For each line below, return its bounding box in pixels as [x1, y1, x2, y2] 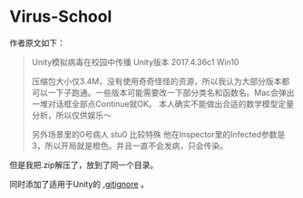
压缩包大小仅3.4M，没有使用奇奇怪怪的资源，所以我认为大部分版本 [31, 75, 282, 87]
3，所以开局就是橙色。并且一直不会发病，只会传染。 [31, 140, 229, 151]
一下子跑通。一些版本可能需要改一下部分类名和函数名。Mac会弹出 [47, 87, 295, 98]
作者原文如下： [9, 37, 65, 48]
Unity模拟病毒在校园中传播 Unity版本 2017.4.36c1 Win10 [31, 56, 239, 67]
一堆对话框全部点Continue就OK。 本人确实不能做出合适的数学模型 [31, 98, 279, 109]
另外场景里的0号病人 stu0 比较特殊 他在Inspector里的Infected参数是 [31, 128, 286, 139]
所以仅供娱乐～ [55, 109, 112, 120]
